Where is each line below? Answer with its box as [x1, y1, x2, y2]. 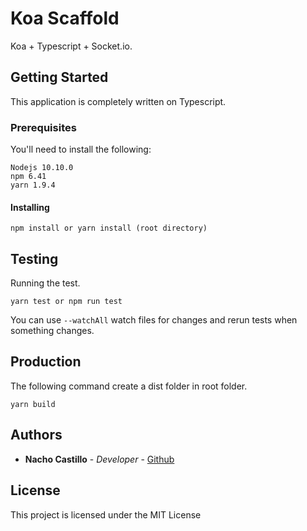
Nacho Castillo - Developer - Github [24, 453, 175, 465]
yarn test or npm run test [10, 297, 123, 307]
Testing [10, 250, 59, 267]
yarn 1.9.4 [10, 180, 56, 191]
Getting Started [10, 69, 109, 86]
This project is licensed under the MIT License [10, 508, 202, 521]
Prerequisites [10, 120, 77, 134]
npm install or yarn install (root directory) [10, 223, 208, 234]
